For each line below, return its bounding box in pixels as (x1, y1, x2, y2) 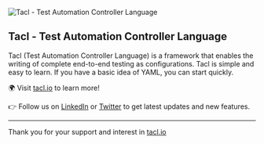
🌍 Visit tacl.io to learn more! (8, 83, 100, 92)
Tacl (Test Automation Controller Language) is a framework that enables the (8, 51, 254, 60)
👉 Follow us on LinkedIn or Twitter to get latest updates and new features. (8, 102, 250, 111)
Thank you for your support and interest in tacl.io (8, 127, 167, 136)
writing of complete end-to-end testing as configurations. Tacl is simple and (8, 59, 255, 68)
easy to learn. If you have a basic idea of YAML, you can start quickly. (8, 67, 234, 77)
